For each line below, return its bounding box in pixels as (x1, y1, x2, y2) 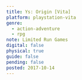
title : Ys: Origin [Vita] (6, 8, 71, 15)
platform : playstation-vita (6, 14, 77, 20)
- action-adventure (11, 25, 60, 32)
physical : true (6, 48, 44, 54)
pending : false (6, 59, 44, 65)
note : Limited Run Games (6, 37, 68, 43)
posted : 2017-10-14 (6, 64, 55, 71)
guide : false (6, 54, 39, 60)
